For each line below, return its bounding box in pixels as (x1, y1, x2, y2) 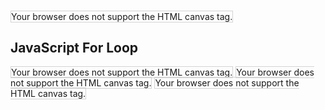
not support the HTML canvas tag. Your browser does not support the (10, 76, 300, 89)
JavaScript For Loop (10, 40, 139, 57)
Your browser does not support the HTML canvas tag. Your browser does (11, 66, 315, 78)
